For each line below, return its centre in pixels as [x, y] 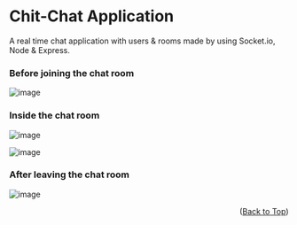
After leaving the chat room [70, 175]
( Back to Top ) [264, 211]
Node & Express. [40, 50]
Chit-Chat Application [92, 16]
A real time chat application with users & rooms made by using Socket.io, [143, 41]
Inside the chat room [55, 115]
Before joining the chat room [72, 73]
